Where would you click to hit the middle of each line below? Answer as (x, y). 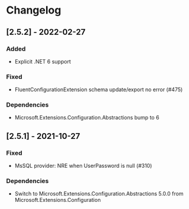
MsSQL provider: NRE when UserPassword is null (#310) (83, 166)
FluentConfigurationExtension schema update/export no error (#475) (99, 89)
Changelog (34, 10)
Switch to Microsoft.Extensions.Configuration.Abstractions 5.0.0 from (99, 194)
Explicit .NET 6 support (43, 61)
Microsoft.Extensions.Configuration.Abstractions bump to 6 (87, 118)
